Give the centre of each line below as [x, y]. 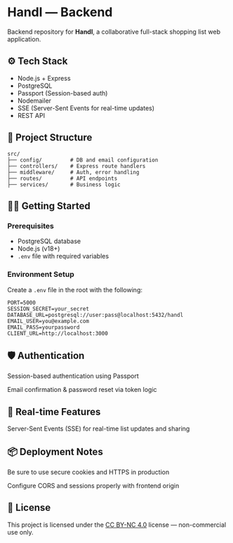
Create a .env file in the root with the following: [75, 289]
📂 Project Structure [50, 138]
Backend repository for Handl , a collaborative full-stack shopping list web [114, 32]
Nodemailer [34, 100]
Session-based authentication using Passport [73, 376]
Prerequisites [31, 225]
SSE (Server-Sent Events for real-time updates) [86, 108]
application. [24, 39]
